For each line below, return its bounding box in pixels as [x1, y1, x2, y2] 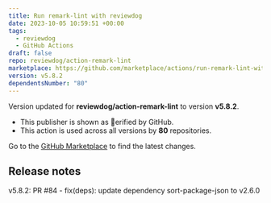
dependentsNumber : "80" [8, 79, 89, 87]
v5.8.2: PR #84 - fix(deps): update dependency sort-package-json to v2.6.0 [8, 186, 261, 196]
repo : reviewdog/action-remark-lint [8, 57, 131, 65]
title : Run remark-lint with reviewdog [8, 11, 143, 20]
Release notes [8, 164, 81, 178]
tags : [8, 27, 27, 35]
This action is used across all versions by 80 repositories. [19, 126, 212, 135]
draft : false [8, 49, 52, 57]
